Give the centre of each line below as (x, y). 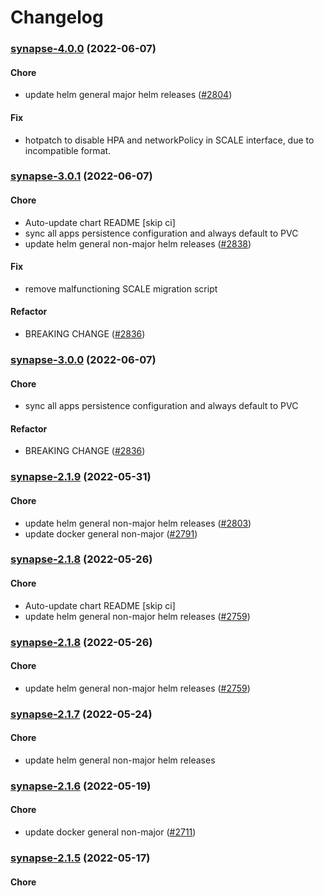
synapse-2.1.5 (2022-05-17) (80, 858)
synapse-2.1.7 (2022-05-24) (81, 714)
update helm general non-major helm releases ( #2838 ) (138, 243)
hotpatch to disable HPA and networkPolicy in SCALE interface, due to (169, 140)
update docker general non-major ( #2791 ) (111, 533)
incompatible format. (68, 150)
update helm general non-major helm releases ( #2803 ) (138, 523)
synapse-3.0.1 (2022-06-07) (81, 176)
